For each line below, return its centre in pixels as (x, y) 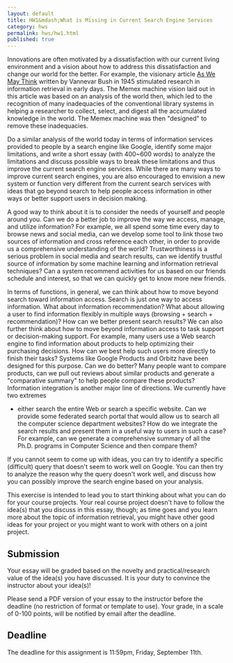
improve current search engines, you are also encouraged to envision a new (116, 176)
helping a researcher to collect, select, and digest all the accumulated (107, 111)
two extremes (27, 396)
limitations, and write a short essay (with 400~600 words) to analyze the (111, 154)
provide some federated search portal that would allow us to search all (118, 416)
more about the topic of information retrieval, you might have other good (111, 517)
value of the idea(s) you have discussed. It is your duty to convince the (109, 577)
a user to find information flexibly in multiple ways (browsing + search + (110, 314)
